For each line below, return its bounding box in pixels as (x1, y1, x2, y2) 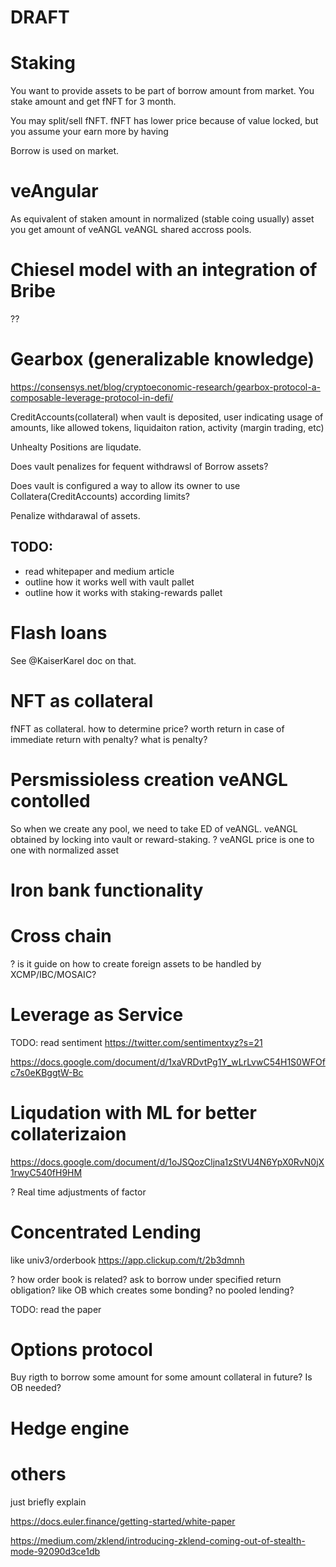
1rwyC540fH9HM (10, 1166, 83, 1178)
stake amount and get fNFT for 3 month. (10, 96, 177, 108)
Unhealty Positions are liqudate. (10, 441, 142, 453)
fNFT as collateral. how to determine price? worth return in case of (10, 722, 285, 735)
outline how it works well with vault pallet (24, 576, 195, 588)
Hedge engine (10, 1417, 130, 1440)
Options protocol (10, 1338, 153, 1361)
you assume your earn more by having (10, 126, 169, 138)
